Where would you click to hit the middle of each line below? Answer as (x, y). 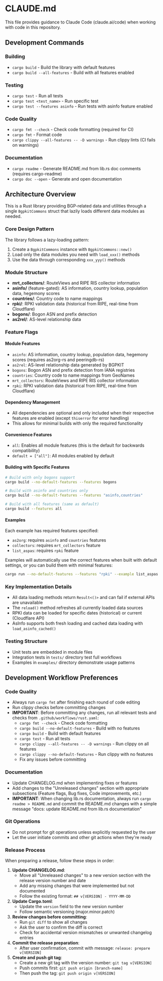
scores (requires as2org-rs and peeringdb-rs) (58, 360)
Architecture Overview (41, 194)
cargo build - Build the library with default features (64, 67)
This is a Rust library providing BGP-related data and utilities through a (76, 206)
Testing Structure (26, 641)
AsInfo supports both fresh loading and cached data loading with (77, 623)
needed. (13, 216)
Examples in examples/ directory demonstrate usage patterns (73, 662)
